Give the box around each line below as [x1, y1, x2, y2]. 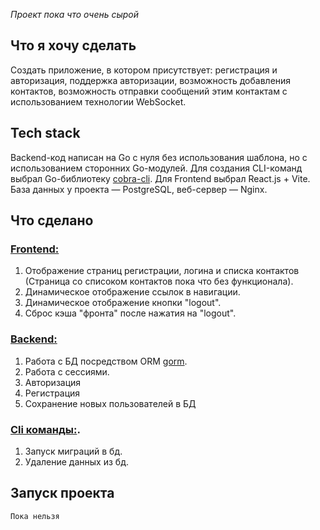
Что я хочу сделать [10, 37, 137, 54]
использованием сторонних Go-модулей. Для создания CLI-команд [10, 162, 303, 174]
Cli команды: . [10, 422, 81, 436]
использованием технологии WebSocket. [10, 95, 187, 108]
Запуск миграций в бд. [24, 445, 123, 457]
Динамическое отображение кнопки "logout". [24, 297, 222, 309]
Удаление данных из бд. [24, 455, 129, 468]
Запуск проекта [10, 485, 115, 502]
